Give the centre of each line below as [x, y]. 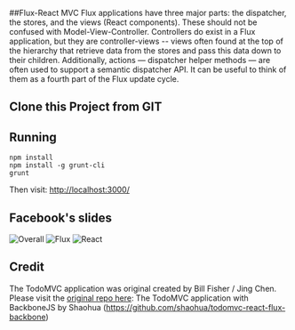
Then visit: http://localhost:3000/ [70, 189]
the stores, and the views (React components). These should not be [133, 22]
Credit [27, 267]
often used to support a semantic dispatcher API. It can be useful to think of [148, 69]
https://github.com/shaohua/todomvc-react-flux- [196, 307]
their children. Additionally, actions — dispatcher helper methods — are [140, 60]
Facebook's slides [61, 217]
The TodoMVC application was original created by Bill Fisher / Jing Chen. [143, 288]
